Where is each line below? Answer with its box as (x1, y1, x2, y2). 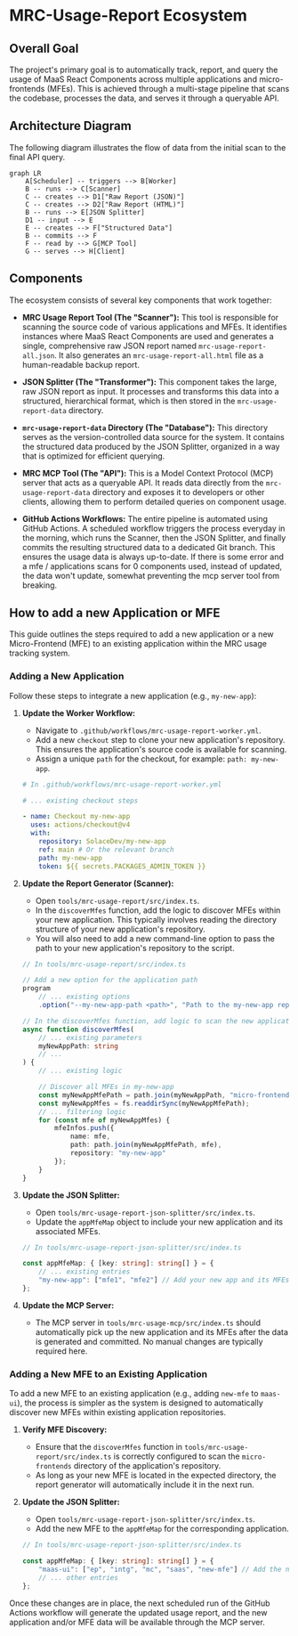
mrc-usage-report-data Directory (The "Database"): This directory (21, 422, 269, 433)
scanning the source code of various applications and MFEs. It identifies (21, 322, 287, 332)
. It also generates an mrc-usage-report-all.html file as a (54, 349, 264, 361)
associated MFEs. (35, 1225, 101, 1236)
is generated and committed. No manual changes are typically (35, 1336, 264, 1347)
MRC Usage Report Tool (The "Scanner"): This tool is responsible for (21, 312, 279, 322)
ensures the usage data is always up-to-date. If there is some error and (21, 551, 285, 562)
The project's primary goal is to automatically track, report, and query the (9, 64, 278, 75)
